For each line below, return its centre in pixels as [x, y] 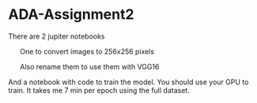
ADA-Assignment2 [71, 15]
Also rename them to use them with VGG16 [89, 66]
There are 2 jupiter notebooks [57, 36]
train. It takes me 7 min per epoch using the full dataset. [99, 90]
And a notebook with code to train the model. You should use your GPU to [128, 82]
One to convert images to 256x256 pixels [87, 51]
